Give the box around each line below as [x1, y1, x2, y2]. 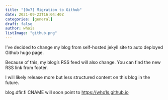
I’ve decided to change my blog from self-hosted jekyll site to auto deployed [5, 44, 163, 50]
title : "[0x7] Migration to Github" [5, 7, 82, 12]
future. [5, 79, 19, 85]
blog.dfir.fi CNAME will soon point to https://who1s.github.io [5, 89, 129, 95]
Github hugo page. [5, 49, 44, 55]
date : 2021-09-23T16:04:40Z [5, 12, 64, 17]
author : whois [5, 26, 35, 31]
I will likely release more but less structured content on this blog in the [5, 74, 150, 80]
